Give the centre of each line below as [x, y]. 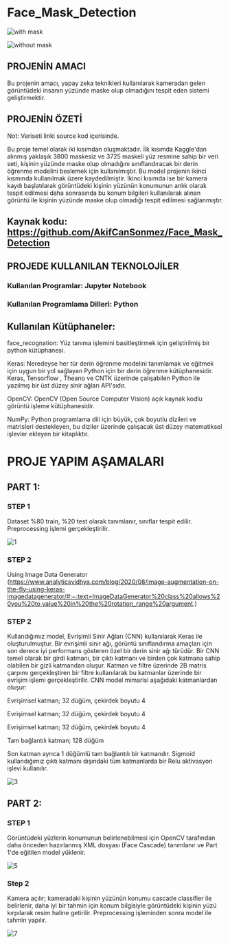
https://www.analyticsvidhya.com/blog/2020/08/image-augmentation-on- [114, 582]
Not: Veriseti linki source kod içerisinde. [63, 136]
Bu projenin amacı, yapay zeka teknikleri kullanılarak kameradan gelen [106, 83]
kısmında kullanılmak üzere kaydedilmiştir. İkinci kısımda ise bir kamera [107, 178]
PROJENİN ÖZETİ [45, 119]
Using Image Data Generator [47, 575]
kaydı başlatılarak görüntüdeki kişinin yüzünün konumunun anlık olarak [107, 185]
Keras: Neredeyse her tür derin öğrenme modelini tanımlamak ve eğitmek [111, 364]
